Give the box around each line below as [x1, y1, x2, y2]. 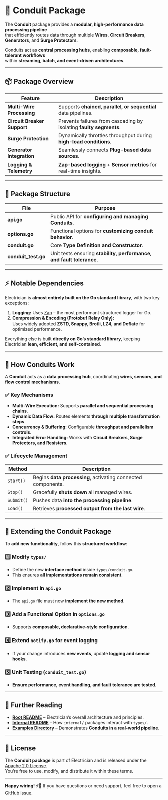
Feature [21, 95, 40, 102]
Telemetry [7, 167, 33, 174]
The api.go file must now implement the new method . [12, 598, 125, 604]
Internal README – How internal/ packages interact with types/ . [12, 719, 148, 725]
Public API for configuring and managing [50, 213, 148, 220]
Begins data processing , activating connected [33, 474, 142, 481]
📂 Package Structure [5, 190, 71, 198]
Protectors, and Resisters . [12, 440, 68, 446]
